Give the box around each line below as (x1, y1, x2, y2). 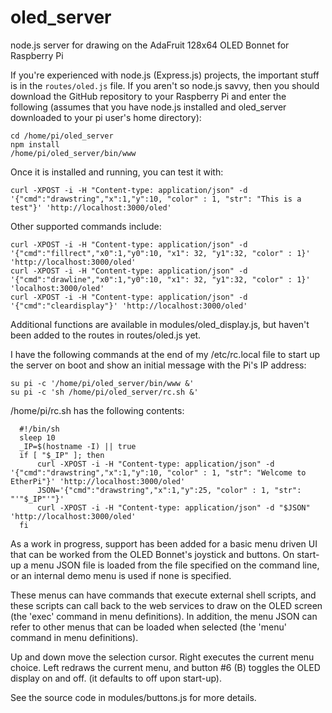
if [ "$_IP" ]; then (19, 450, 105, 460)
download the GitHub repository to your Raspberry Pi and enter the (10, 90, 287, 102)
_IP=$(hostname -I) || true (19, 441, 137, 451)
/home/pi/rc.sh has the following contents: (10, 404, 185, 416)
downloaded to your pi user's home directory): (10, 111, 202, 123)
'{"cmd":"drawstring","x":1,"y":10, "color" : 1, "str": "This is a (10, 194, 302, 204)
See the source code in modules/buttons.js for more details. (10, 691, 257, 703)
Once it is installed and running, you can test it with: (10, 166, 224, 178)
